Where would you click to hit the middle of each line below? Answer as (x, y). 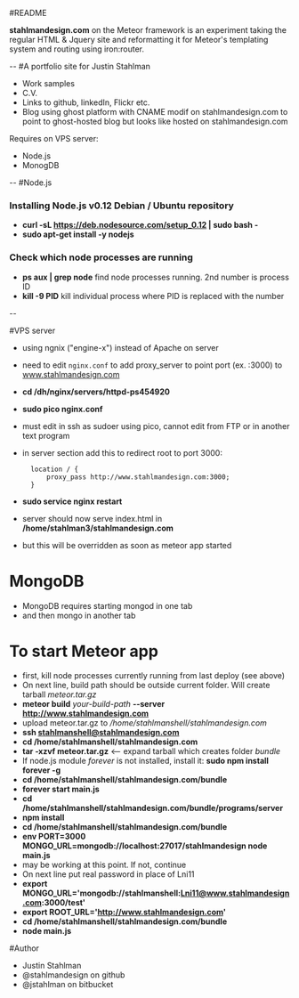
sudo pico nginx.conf (62, 409)
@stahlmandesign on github (73, 975)
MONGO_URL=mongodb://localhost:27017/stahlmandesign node (145, 846)
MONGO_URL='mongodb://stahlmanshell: (101, 893)
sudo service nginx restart (72, 501)
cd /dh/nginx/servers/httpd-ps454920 (96, 392)
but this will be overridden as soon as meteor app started (127, 545)
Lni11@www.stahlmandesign (235, 893)
